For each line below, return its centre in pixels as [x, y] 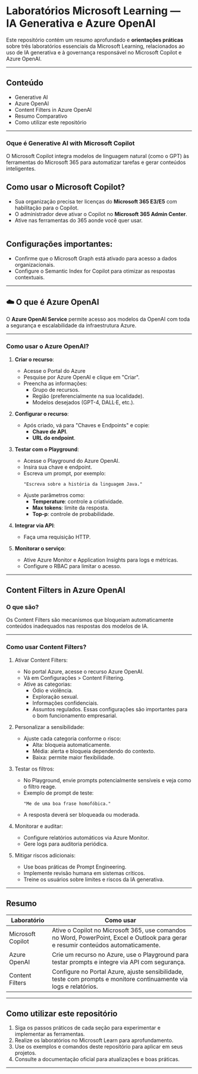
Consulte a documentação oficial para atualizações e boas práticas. [97, 1059]
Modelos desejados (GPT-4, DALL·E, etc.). [83, 402]
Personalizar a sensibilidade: [49, 727]
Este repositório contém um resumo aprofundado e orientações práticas [95, 40]
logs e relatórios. [75, 986]
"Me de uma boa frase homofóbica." [67, 804]
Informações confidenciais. [65, 703]
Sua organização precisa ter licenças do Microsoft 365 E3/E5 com [96, 201]
